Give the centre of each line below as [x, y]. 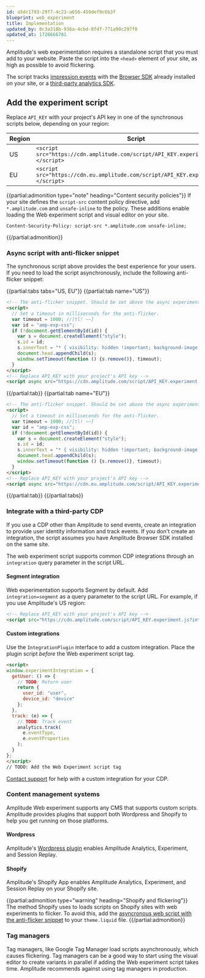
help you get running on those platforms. [57, 821]
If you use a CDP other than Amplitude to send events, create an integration [101, 525]
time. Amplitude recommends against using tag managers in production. [97, 968]
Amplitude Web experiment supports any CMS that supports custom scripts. [102, 807]
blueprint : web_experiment [41, 18]
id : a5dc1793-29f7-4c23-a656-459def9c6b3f [61, 12]
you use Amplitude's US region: [46, 603]
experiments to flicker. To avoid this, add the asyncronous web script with [99, 913]
